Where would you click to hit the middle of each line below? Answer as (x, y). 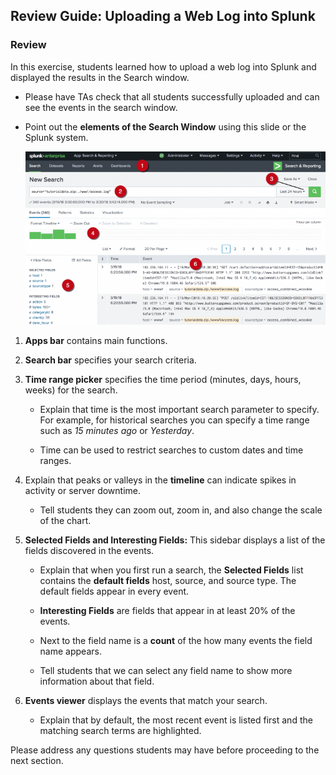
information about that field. (97, 681)
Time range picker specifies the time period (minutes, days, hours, (163, 379)
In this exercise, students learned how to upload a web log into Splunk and (163, 66)
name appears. (70, 651)
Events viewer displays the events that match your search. (146, 700)
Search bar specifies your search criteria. (110, 360)
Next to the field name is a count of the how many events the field (176, 640)
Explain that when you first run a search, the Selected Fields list (171, 570)
